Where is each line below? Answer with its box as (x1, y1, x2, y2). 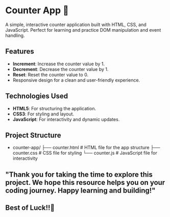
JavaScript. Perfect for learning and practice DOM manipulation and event (5, 27, 161, 33)
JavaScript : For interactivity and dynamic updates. (12, 116, 120, 122)
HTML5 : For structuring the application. (12, 105, 96, 111)
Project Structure (5, 131, 61, 139)
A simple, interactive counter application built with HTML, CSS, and (5, 21, 147, 28)
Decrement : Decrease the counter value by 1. (12, 66, 109, 72)
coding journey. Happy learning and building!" (5, 186, 156, 195)
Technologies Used (5, 92, 68, 101)
